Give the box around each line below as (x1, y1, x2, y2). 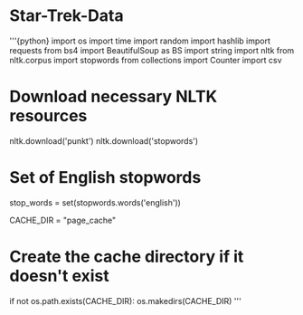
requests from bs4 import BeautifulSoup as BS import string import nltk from (9, 44, 295, 55)
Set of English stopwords (9, 167, 202, 188)
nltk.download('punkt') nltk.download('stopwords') (9, 135, 199, 146)
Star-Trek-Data (9, 5, 124, 26)
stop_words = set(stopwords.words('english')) (9, 196, 181, 208)
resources (9, 106, 88, 127)
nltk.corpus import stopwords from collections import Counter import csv (9, 54, 282, 65)
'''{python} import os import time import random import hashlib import (9, 35, 271, 46)
